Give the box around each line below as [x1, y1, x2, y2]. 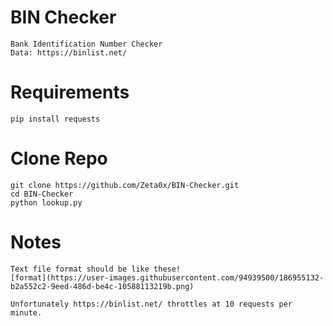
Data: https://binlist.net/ [10, 47, 128, 58]
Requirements [10, 81, 130, 104]
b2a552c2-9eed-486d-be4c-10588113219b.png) [10, 281, 195, 291]
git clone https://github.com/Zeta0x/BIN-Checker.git [10, 180, 240, 190]
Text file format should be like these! [10, 264, 182, 274]
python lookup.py [10, 197, 83, 208]
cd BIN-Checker [10, 189, 74, 199]
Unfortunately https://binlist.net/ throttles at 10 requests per [10, 299, 293, 309]
